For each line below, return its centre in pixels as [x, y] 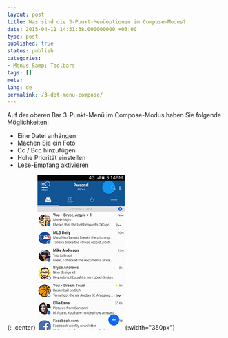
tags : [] [20, 72]
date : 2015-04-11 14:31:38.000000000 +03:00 [72, 29]
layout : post [26, 14]
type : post [23, 37]
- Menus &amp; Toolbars [41, 66]
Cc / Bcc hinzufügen [46, 150]
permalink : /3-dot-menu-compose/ [55, 95]
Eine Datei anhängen [46, 136]
